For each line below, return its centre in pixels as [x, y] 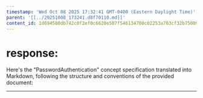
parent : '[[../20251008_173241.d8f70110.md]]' [66, 18]
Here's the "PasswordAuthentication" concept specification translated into [99, 70]
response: [32, 53]
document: [20, 83]
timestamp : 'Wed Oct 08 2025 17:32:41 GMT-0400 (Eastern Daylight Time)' [101, 12]
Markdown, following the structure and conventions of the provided [90, 76]
